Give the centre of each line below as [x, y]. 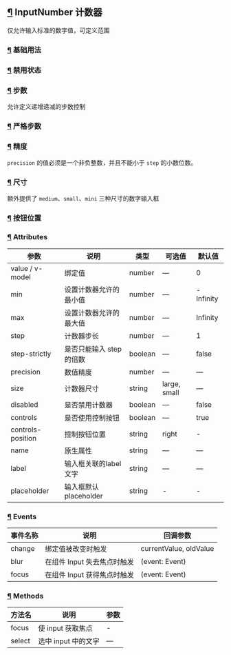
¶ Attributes [27, 237]
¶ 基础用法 [24, 50]
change [23, 548]
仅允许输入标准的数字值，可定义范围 [58, 30]
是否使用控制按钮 [92, 418]
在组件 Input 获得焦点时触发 [89, 574]
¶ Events [22, 516]
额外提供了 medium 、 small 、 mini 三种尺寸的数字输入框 [83, 199]
